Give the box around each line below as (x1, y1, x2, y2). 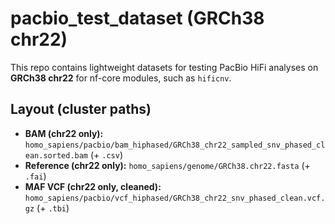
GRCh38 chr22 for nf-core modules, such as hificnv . (10, 72, 232, 84)
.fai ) (24, 170, 47, 182)
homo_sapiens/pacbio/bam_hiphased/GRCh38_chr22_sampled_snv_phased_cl (24, 140, 326, 150)
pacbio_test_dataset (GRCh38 (10, 7, 265, 30)
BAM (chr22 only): (24, 127, 104, 139)
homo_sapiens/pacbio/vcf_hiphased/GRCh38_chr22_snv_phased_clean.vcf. (24, 193, 326, 203)
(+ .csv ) (89, 148, 124, 161)
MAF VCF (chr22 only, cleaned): (24, 180, 162, 192)
